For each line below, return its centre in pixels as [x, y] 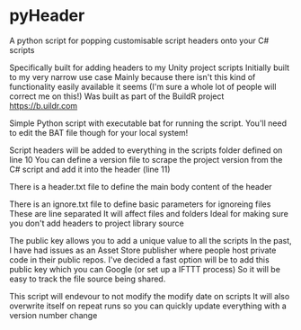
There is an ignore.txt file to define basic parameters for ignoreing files [140, 204]
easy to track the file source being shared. [88, 279]
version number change [53, 315]
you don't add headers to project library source [97, 223]
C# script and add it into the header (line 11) [90, 169]
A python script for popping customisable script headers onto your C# [139, 40]
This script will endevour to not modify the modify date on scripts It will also [150, 296]
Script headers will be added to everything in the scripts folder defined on [146, 150]
